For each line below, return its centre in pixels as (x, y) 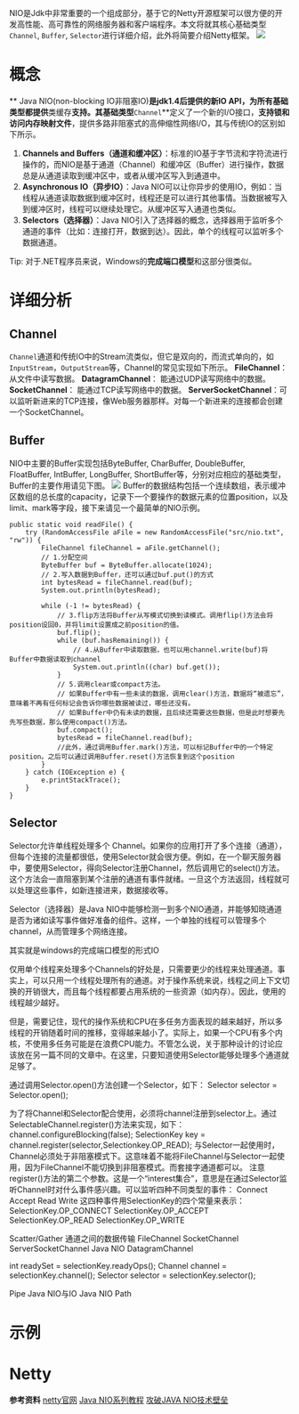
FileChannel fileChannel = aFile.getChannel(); (131, 548)
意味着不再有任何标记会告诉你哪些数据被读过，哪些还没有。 (102, 703)
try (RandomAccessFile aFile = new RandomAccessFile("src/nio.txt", (155, 532)
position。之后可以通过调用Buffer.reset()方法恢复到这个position (122, 756)
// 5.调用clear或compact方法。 (110, 684)
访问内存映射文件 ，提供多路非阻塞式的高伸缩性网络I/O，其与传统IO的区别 (143, 123)
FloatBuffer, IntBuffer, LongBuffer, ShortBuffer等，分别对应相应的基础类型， (148, 474)
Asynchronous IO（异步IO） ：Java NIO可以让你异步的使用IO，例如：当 (152, 186)
